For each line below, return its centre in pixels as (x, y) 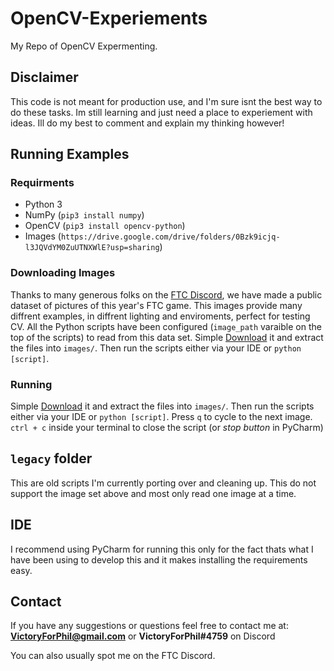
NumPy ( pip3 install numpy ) (84, 215)
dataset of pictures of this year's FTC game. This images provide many (156, 305)
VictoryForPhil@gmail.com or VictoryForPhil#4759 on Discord (143, 636)
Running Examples (70, 154)
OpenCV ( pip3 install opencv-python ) (105, 226)
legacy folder (51, 458)
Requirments (42, 183)
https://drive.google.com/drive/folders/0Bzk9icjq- (170, 237)
